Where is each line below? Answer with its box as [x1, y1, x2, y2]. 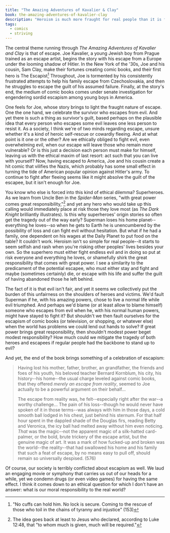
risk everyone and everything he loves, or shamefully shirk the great [5, 254, 148, 261]
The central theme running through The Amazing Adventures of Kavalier [5, 45, 156, 51]
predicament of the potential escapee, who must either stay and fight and [5, 265, 158, 272]
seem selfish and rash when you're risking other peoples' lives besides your [5, 244, 164, 250]
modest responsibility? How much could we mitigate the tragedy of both [5, 334, 156, 340]
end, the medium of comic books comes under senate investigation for [5, 89, 153, 95]
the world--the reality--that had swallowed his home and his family [17, 444, 157, 451]
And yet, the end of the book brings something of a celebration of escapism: [5, 355, 164, 361]
